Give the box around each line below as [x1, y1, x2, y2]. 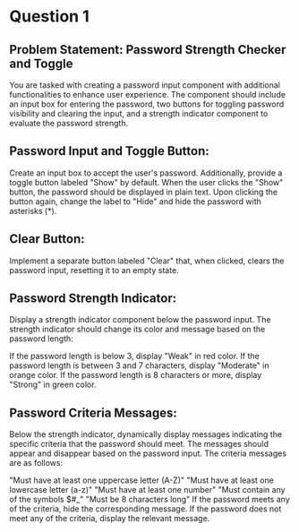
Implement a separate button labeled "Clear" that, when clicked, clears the [9, 255, 285, 266]
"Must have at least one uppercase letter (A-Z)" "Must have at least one [9, 475, 275, 485]
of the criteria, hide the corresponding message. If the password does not [9, 503, 282, 514]
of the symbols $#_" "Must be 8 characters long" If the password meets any [9, 494, 291, 505]
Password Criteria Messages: [9, 405, 177, 420]
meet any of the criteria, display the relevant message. [9, 513, 210, 524]
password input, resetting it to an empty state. [9, 264, 179, 275]
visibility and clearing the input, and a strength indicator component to [9, 108, 269, 118]
